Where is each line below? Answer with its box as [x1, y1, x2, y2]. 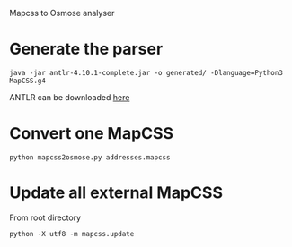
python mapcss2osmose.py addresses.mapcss [9, 152, 171, 162]
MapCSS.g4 [9, 76, 47, 85]
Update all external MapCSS [9, 183, 223, 203]
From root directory [9, 212, 82, 223]
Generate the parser [9, 39, 164, 59]
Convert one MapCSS [9, 123, 173, 144]
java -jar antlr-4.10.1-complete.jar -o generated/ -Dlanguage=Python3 [9, 68, 283, 77]
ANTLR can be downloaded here [9, 91, 130, 102]
